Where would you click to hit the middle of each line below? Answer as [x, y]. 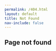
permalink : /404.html [26, 9]
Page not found [28, 42]
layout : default [21, 14]
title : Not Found [22, 18]
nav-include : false [24, 23]
